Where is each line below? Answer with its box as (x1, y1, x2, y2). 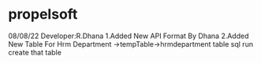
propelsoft (8, 5, 78, 23)
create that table (8, 47, 62, 57)
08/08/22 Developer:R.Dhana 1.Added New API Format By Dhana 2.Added (8, 31, 249, 40)
